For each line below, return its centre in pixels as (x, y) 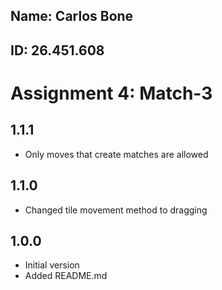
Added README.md (66, 276)
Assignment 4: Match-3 (111, 93)
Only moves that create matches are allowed (116, 154)
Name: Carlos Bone (72, 16)
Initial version (52, 265)
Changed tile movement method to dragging (116, 210)
